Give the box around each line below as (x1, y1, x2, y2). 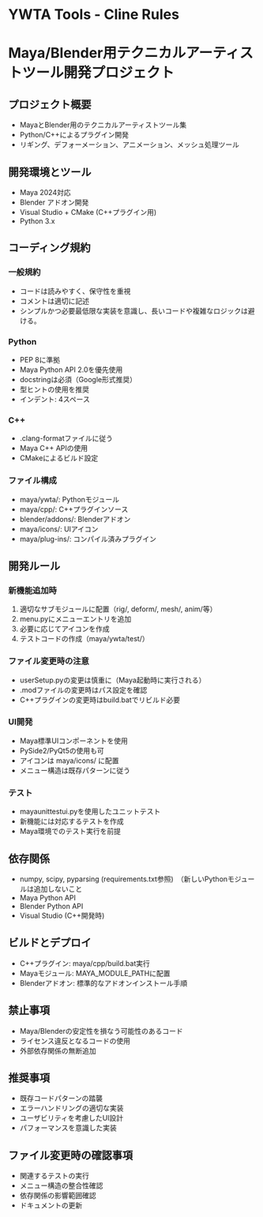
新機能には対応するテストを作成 (19, 817, 124, 826)
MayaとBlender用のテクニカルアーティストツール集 (19, 120, 187, 130)
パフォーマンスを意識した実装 (19, 1123, 117, 1132)
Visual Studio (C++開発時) (19, 911, 105, 920)
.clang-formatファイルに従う (19, 434, 113, 443)
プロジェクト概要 (8, 97, 92, 111)
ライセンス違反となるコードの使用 (19, 1036, 131, 1046)
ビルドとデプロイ (8, 936, 92, 949)
